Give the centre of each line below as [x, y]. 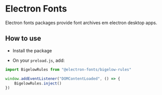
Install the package [32, 50]
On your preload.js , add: [38, 60]
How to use [23, 38]
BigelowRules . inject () [38, 83]
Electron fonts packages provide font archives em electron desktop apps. [81, 23]
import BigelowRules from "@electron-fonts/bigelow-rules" [68, 69]
